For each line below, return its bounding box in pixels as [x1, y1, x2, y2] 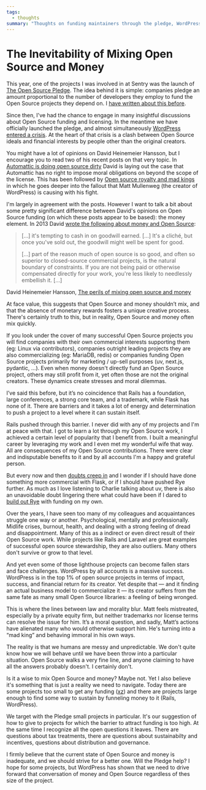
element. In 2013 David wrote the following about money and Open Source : [6, 220, 196, 228]
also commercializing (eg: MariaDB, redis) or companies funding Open [6, 351, 184, 359]
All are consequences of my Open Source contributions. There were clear [6, 447, 193, 454]
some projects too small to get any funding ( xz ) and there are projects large [6, 688, 197, 695]
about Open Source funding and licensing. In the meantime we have [6, 118, 178, 126]
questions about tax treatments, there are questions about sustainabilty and [6, 732, 198, 740]
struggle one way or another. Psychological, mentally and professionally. [6, 516, 190, 524]
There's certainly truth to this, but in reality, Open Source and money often [6, 314, 194, 321]
